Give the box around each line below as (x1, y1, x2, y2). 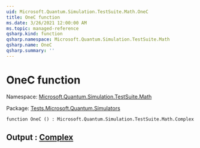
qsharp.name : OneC (6, 42, 52, 48)
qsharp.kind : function (6, 31, 63, 37)
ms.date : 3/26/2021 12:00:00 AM (6, 20, 87, 26)
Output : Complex (6, 132, 74, 143)
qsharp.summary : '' (6, 48, 55, 54)
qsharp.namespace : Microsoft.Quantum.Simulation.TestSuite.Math (6, 36, 170, 42)
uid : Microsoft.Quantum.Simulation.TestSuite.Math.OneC (6, 8, 149, 15)
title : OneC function (6, 14, 60, 20)
